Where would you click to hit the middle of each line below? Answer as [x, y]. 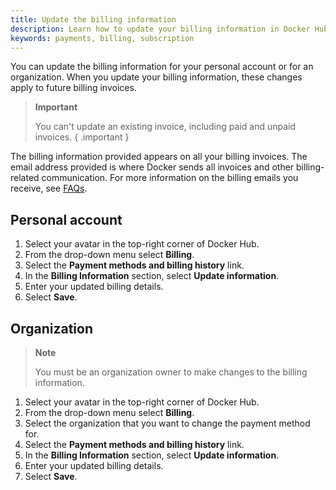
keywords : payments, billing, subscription [102, 38]
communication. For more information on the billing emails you [170, 178]
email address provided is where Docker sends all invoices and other [152, 167]
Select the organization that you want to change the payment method [167, 423]
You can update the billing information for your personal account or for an [162, 67]
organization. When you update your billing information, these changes [156, 77]
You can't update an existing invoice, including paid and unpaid [165, 127]
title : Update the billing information [93, 19]
